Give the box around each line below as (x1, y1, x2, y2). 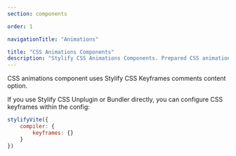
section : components (7, 10, 68, 18)
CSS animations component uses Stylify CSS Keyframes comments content (7, 74, 226, 83)
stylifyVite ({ (7, 117, 49, 124)
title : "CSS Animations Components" (7, 48, 114, 56)
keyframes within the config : (7, 103, 90, 111)
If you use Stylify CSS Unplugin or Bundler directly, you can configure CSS (7, 96, 223, 104)
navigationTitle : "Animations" (7, 36, 99, 43)
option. (7, 82, 28, 90)
